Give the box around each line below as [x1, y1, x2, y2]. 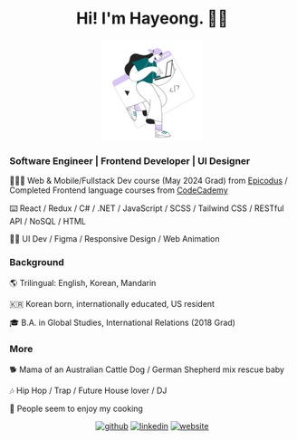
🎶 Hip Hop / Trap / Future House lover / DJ [9, 385, 168, 396]
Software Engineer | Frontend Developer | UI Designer [9, 154, 251, 167]
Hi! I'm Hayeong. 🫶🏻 [75, 8, 229, 29]
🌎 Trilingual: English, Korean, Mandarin [9, 277, 157, 288]
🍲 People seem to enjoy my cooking [9, 403, 143, 414]
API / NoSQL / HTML [9, 216, 86, 227]
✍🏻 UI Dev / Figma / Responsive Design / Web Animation [9, 234, 220, 244]
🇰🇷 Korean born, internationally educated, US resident [9, 298, 216, 309]
